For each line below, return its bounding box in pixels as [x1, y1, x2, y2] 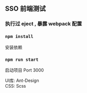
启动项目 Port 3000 [5, 67, 44, 73]
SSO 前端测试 [5, 4, 46, 13]
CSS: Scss [5, 83, 26, 89]
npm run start [5, 56, 39, 62]
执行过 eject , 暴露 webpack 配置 [5, 20, 82, 27]
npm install [5, 34, 34, 39]
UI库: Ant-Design [5, 77, 39, 83]
